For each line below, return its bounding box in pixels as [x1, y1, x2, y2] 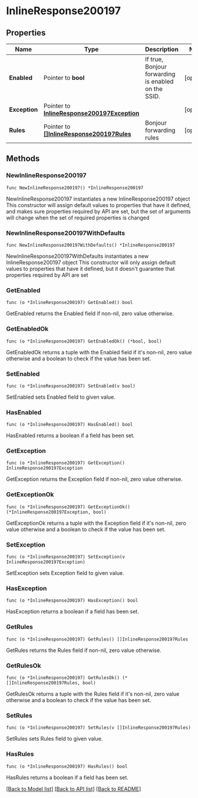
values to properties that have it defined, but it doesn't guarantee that [6, 265, 175, 272]
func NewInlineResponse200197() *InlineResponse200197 [6, 185, 144, 190]
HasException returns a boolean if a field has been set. [6, 608, 140, 615]
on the [145, 85, 163, 93]
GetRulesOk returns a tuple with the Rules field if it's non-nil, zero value [6, 690, 180, 697]
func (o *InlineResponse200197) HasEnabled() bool [6, 422, 133, 428]
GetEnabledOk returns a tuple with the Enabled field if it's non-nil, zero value [6, 348, 192, 356]
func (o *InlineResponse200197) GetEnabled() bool [6, 300, 133, 306]
